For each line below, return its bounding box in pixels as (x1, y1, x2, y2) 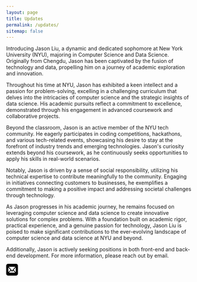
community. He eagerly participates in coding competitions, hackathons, (6, 130, 182, 138)
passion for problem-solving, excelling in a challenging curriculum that (6, 88, 177, 95)
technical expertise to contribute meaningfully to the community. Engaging (6, 173, 187, 180)
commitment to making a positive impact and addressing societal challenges (6, 185, 192, 193)
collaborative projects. (6, 112, 61, 120)
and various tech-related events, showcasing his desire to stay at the (6, 137, 173, 144)
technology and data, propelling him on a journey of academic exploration (6, 64, 185, 71)
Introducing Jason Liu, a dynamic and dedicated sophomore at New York (6, 45, 183, 52)
